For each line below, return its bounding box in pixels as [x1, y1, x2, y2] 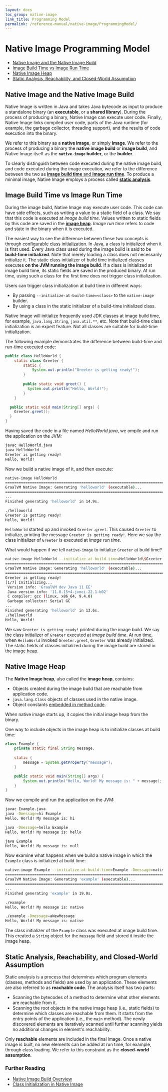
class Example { [5, 741, 39, 746]
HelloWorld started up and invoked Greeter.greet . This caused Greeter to [5, 526, 156, 533]
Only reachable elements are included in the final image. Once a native [5, 1036, 151, 1042]
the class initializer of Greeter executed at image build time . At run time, [5, 632, 153, 638]
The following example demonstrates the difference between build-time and [5, 338, 162, 344]
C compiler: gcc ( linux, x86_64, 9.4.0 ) [7, 594, 93, 599]
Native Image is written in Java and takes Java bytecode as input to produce [5, 104, 163, 110]
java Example [5, 839, 32, 844]
